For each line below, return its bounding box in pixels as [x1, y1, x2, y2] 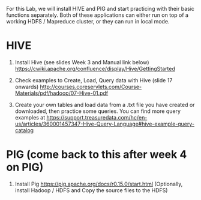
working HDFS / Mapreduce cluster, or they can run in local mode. [6, 18, 170, 25]
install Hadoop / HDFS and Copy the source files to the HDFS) [14, 186, 168, 194]
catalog [14, 126, 34, 134]
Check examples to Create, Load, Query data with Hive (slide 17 [14, 76, 173, 83]
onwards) [14, 83, 39, 90]
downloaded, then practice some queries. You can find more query [14, 108, 181, 115]
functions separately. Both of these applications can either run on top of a [6, 11, 189, 19]
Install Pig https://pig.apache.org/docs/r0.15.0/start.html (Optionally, [14, 180, 183, 187]
